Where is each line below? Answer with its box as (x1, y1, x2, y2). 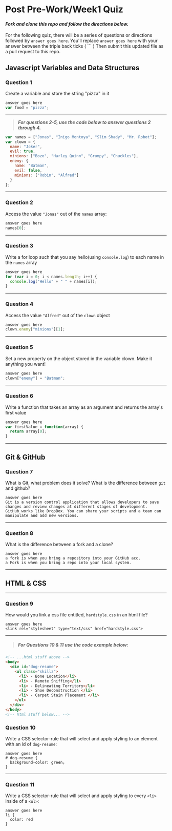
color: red (10, 817, 33, 822)
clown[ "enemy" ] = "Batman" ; (5, 376, 66, 381)
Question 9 (5, 600, 33, 607)
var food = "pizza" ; (5, 105, 50, 110)
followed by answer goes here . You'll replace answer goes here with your (5, 37, 158, 44)
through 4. (17, 124, 41, 131)
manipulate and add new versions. (5, 513, 79, 518)
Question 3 (5, 242, 33, 250)
